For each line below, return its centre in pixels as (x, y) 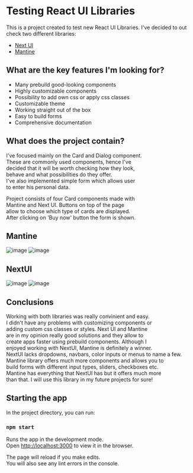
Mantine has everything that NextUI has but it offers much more (84, 373)
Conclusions (30, 302)
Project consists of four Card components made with (70, 198)
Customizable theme (40, 103)
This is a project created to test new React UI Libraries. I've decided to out (96, 27)
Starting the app (37, 398)
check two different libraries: (41, 33)
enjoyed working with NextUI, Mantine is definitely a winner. (79, 348)
